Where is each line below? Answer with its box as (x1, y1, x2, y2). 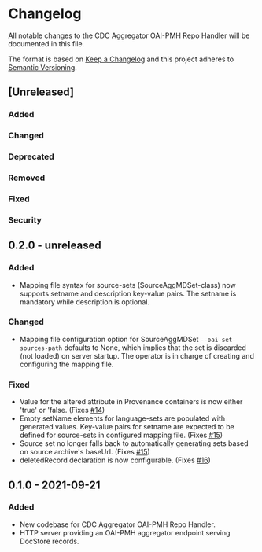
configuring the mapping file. (19, 359, 114, 369)
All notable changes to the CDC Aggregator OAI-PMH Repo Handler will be (8, 31, 250, 40)
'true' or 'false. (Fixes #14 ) (19, 406, 105, 415)
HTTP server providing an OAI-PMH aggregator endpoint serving (19, 528, 231, 537)
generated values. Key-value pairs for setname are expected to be (19, 422, 234, 432)
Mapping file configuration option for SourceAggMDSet (19, 334, 199, 344)
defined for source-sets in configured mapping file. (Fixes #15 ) (19, 430, 223, 440)
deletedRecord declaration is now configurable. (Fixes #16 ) (19, 455, 211, 465)
